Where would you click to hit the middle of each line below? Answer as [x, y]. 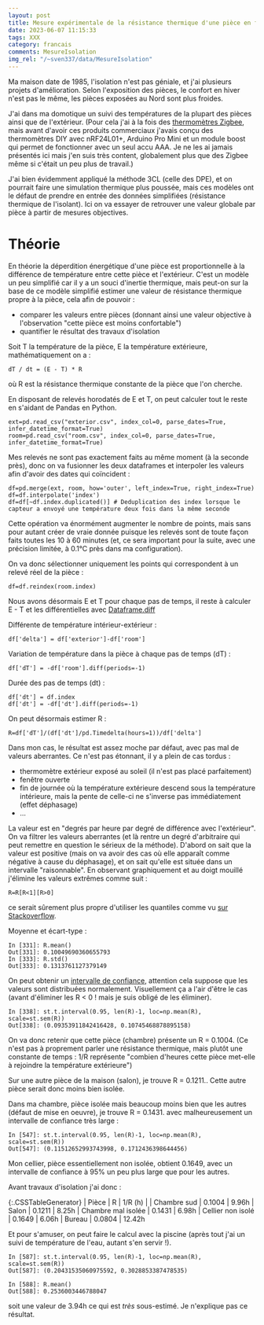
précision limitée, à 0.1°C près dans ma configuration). [95, 548]
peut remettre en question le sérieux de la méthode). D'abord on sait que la [130, 845]
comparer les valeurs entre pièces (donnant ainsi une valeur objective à [135, 315]
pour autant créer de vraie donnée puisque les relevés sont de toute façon [128, 532]
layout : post [29, 15]
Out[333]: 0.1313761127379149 [58, 966]
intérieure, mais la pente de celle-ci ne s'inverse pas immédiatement [130, 796]
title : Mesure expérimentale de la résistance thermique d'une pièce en [130, 23]
